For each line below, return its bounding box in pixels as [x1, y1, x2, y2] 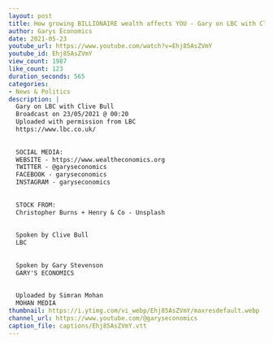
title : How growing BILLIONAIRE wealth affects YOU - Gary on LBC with [8, 20, 256, 28]
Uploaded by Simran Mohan [15, 292, 104, 300]
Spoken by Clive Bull [15, 231, 89, 240]
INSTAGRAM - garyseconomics [15, 178, 111, 187]
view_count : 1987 [8, 58, 67, 66]
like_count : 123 [8, 65, 63, 73]
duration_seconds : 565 [8, 72, 85, 80]
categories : [8, 80, 49, 88]
